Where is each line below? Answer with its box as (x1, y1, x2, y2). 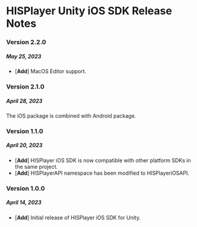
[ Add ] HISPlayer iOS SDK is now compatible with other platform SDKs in (14, 156, 191, 164)
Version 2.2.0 (6, 38, 46, 46)
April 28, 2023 (6, 97, 43, 105)
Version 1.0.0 (6, 184, 45, 193)
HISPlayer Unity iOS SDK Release (6, 4, 172, 18)
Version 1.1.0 (6, 127, 43, 135)
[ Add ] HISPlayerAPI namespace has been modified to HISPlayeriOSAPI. (14, 169, 190, 176)
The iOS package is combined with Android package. (6, 112, 136, 119)
